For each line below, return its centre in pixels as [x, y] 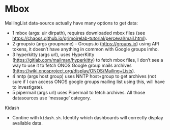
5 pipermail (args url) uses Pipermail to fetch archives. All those [79, 92]
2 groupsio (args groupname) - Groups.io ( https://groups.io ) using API [86, 43]
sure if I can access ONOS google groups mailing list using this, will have [88, 82]
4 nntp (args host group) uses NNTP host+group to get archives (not [84, 76]
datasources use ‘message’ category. [51, 98]
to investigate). [28, 87]
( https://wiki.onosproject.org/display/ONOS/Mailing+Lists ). [74, 71]
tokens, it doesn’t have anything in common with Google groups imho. [85, 49]
